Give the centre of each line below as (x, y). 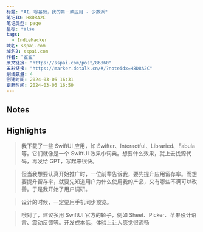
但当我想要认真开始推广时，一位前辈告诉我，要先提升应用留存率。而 (106, 174)
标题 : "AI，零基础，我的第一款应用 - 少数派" (57, 12)
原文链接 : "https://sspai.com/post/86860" (59, 63)
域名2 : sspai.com (27, 52)
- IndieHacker (29, 40)
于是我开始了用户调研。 (61, 189)
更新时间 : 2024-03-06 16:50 (40, 86)
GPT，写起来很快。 (74, 161)
